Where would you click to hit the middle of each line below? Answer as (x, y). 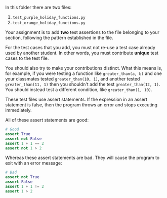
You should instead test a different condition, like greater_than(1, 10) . (79, 90)
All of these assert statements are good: (47, 120)
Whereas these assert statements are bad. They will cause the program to (82, 158)
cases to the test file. (27, 58)
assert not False (24, 139)
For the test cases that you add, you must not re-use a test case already (80, 47)
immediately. (18, 110)
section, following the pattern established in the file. (59, 38)
